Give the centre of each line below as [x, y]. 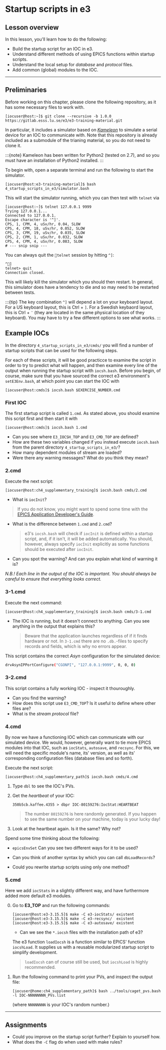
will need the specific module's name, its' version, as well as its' [70, 753]
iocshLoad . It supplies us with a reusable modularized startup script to [83, 947]
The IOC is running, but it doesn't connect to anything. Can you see [81, 621]
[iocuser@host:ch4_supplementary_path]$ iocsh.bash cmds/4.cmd [72, 777]
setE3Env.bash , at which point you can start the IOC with [62, 381]
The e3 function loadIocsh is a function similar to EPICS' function [78, 942]
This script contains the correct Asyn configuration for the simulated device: [83, 656]
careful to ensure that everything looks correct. [53, 579]
